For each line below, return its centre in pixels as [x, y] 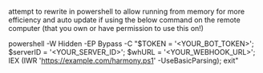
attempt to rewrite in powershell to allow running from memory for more [127, 12]
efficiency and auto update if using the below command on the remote [124, 20]
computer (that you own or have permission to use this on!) [106, 28]
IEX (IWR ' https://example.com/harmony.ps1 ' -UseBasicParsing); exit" [123, 60]
